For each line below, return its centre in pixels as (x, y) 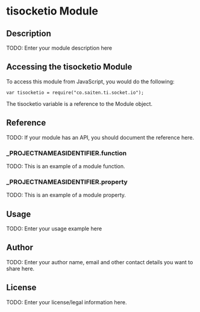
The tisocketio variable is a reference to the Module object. (79, 103)
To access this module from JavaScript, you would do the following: (90, 81)
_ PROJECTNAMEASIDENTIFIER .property (67, 181)
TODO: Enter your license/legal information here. (67, 302)
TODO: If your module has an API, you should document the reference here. (100, 137)
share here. (20, 268)
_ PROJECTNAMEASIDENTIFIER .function (67, 153)
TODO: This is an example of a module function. (66, 166)
